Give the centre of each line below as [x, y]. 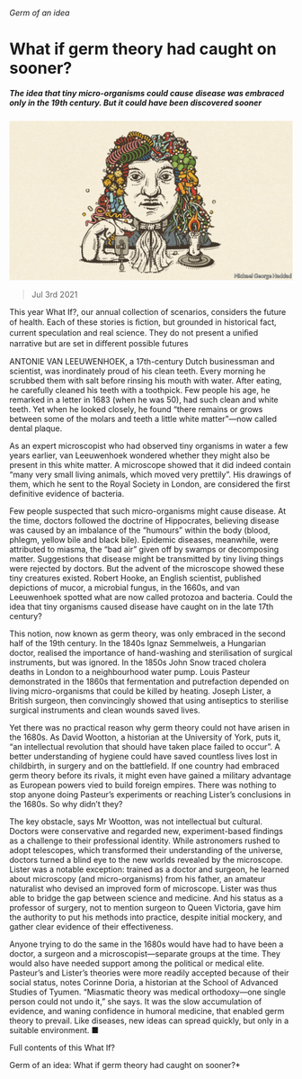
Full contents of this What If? [62, 1048]
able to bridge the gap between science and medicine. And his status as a [147, 898]
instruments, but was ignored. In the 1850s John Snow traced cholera [138, 662]
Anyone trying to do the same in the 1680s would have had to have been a [147, 944]
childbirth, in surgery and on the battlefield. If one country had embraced [145, 766]
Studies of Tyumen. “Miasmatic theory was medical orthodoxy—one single [147, 992]
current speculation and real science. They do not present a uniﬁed [134, 333]
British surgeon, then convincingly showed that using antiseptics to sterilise [149, 701]
